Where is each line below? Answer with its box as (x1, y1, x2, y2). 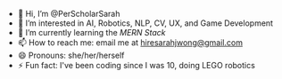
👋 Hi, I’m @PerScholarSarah (17, 9, 120, 19)
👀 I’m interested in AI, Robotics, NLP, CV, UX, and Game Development (17, 18, 274, 28)
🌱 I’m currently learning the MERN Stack (17, 28, 167, 37)
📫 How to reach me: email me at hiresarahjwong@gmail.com (17, 37, 244, 48)
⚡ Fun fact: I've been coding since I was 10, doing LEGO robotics (17, 60, 256, 70)
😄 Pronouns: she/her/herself (17, 50, 125, 60)
